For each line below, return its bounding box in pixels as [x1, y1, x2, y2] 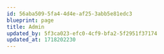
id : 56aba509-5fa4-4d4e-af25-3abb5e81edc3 [6, 10, 132, 18]
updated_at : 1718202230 [6, 36, 76, 43]
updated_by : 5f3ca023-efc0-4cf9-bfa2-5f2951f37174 [6, 29, 158, 37]
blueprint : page [6, 17, 54, 24]
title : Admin [6, 23, 45, 30]
